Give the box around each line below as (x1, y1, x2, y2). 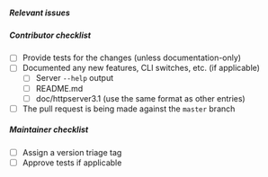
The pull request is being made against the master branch (22, 103, 236, 114)
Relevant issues (9, 7, 70, 18)
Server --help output (35, 73, 114, 84)
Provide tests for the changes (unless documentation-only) (22, 52, 241, 63)
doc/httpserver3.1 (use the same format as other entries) (35, 93, 246, 103)
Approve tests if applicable (22, 157, 122, 168)
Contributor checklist (9, 30, 92, 40)
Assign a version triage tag (22, 146, 122, 157)
